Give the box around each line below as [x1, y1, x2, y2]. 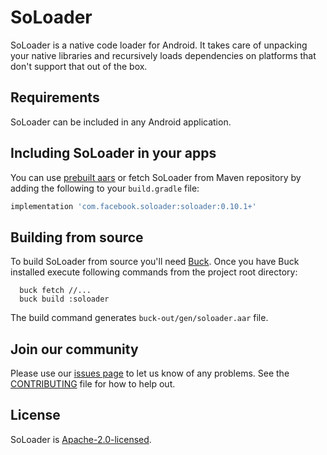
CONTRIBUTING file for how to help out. [10, 378, 176, 390]
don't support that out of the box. [10, 60, 148, 72]
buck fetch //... [19, 286, 92, 296]
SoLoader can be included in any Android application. [10, 116, 232, 128]
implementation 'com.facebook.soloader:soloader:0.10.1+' [10, 201, 257, 211]
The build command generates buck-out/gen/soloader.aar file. [10, 312, 269, 324]
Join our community [10, 341, 139, 358]
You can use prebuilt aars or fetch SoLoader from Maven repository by [10, 171, 302, 183]
